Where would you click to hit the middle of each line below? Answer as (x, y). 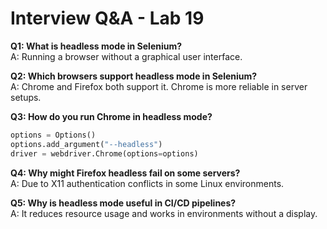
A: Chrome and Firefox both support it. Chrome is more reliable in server (159, 86)
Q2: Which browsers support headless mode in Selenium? (134, 76)
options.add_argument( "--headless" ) (86, 144)
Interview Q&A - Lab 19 (107, 18)
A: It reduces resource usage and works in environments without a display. (164, 213)
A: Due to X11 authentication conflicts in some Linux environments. (147, 183)
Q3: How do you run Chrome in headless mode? (111, 116)
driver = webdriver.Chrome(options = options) (104, 153)
